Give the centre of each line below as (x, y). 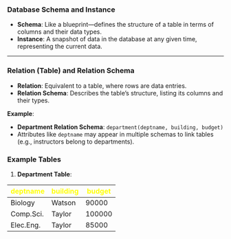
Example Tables (34, 159)
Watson (64, 203)
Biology (23, 203)
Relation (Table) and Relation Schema (71, 71)
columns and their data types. (59, 32)
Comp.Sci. (27, 214)
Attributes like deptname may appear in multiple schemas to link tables (115, 134)
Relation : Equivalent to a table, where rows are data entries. (102, 86)
